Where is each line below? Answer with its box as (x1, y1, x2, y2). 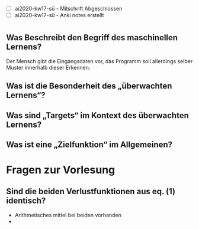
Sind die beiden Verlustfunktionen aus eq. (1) (6, 187, 176, 197)
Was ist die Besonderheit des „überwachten (6, 81, 172, 91)
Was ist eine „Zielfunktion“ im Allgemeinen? (6, 139, 173, 149)
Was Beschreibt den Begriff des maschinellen (6, 32, 178, 43)
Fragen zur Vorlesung (6, 163, 115, 176)
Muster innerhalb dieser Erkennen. (6, 64, 91, 71)
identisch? (6, 196, 46, 206)
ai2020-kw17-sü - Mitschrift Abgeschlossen (14, 5, 123, 12)
